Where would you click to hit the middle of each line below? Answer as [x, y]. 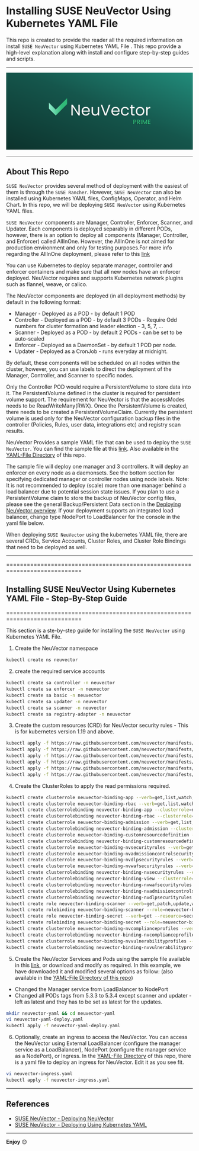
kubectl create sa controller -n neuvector [61, 683]
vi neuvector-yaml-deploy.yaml [45, 1019]
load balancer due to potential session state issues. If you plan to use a [93, 492]
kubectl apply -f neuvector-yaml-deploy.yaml [63, 1026]
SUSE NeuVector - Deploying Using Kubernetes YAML [81, 1124]
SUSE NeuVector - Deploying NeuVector [64, 1118]
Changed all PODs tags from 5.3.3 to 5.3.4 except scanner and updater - [103, 995]
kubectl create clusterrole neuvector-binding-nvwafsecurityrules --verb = [100, 866]
